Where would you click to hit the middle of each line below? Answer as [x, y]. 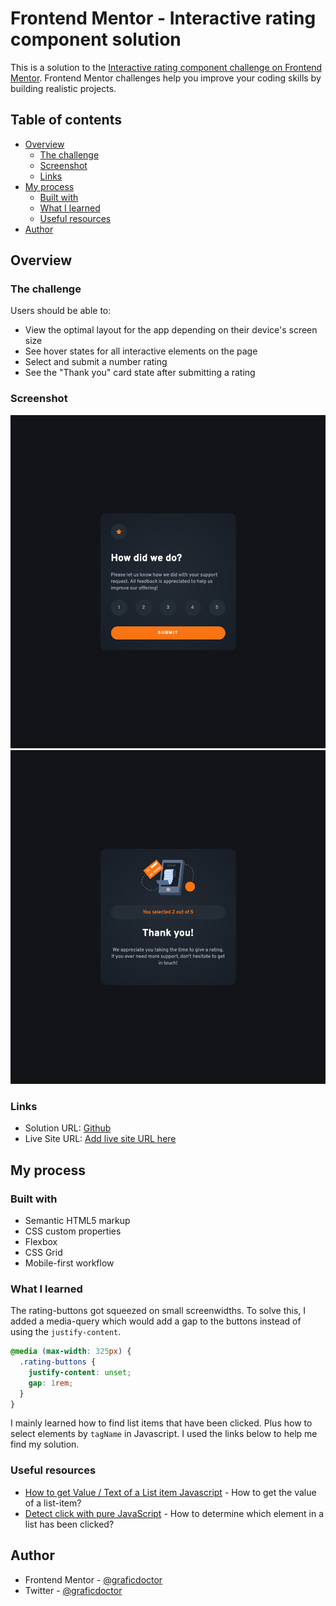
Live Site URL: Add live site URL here [100, 1139]
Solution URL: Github [68, 1128]
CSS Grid [43, 1252]
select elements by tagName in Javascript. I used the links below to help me [164, 1434]
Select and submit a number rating [96, 362]
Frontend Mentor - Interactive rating [163, 18]
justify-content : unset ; [80, 1372]
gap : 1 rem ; [51, 1383]
